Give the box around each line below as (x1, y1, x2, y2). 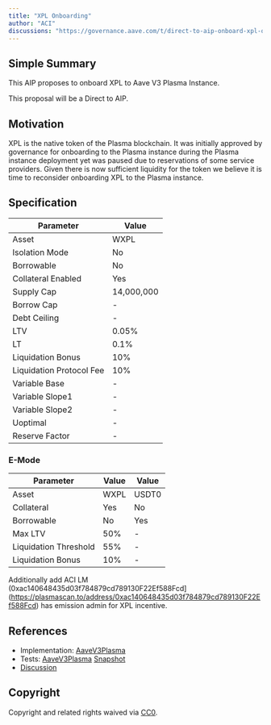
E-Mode (8, 454, 40, 465)
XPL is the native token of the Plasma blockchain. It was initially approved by (8, 139, 263, 148)
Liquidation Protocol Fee (12, 365, 105, 376)
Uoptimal (12, 417, 47, 428)
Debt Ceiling (12, 312, 60, 323)
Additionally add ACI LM (8, 575, 89, 585)
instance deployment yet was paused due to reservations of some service (8, 156, 255, 165)
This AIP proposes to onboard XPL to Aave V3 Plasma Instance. (8, 78, 220, 88)
